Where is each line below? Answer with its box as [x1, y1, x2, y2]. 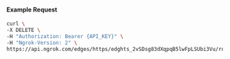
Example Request [6, 5, 58, 14]
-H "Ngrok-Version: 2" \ [6, 39, 78, 46]
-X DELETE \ [6, 27, 41, 34]
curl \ [6, 20, 25, 27]
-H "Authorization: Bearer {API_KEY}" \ [6, 33, 124, 40]
